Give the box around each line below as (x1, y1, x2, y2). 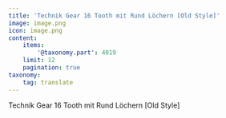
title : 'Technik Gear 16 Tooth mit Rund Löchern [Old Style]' (8, 11, 220, 20)
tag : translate (22, 78, 74, 86)
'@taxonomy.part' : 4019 (37, 49, 116, 57)
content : (8, 33, 38, 42)
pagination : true (22, 64, 81, 72)
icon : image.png (8, 26, 63, 34)
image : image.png (8, 19, 67, 27)
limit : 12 (22, 57, 56, 65)
